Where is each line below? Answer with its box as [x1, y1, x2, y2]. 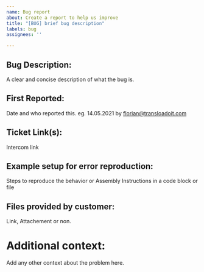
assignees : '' [6, 32, 43, 38]
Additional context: [6, 239, 105, 253]
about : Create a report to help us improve [6, 15, 119, 21]
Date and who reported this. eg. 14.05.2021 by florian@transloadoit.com [6, 109, 187, 116]
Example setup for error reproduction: [6, 161, 153, 171]
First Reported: [6, 93, 65, 104]
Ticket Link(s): [6, 127, 63, 138]
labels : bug [6, 26, 37, 32]
